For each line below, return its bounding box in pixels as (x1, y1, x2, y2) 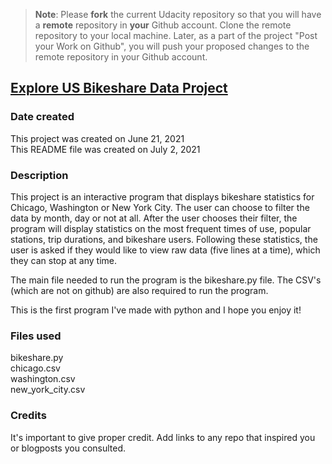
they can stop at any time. (10, 254, 118, 266)
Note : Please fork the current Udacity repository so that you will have (34, 9, 322, 20)
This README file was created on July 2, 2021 (10, 143, 201, 155)
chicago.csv (10, 362, 61, 374)
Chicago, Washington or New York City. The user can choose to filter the (10, 201, 310, 213)
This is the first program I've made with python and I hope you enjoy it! (10, 304, 302, 316)
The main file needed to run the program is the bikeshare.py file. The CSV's (10, 274, 322, 286)
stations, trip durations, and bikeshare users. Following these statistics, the (10, 233, 318, 245)
